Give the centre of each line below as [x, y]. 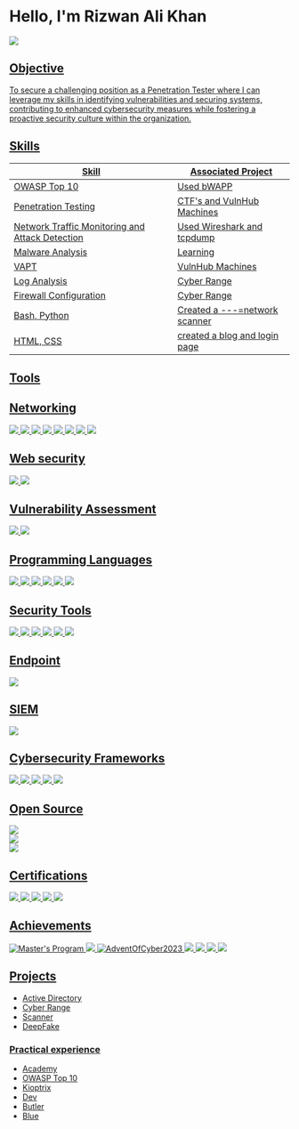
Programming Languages [81, 559]
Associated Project [231, 171]
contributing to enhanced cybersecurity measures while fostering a [133, 109]
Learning [196, 252]
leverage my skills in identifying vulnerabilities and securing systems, [136, 99]
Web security [48, 459]
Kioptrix [36, 1088]
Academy [40, 1069]
